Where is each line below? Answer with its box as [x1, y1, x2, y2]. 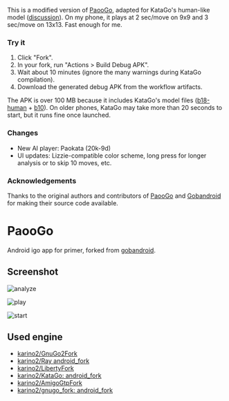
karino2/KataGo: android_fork [17, 371, 102, 380]
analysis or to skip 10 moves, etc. [17, 158, 112, 167]
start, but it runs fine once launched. [7, 111, 111, 120]
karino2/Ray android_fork [17, 357, 90, 365]
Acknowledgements [7, 176, 77, 185]
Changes [7, 128, 39, 138]
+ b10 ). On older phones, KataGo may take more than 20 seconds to [28, 104, 223, 112]
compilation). [17, 75, 55, 84]
